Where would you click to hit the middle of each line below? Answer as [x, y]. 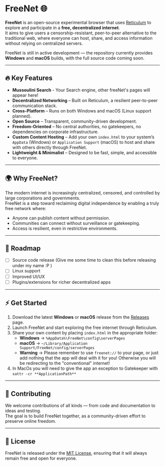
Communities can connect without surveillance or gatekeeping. [76, 223]
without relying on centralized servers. [44, 43]
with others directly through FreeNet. [50, 147]
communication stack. [35, 106]
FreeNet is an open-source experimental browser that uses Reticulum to [78, 22]
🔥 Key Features [29, 78]
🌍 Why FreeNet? [31, 178]
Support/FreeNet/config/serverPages [57, 348]
